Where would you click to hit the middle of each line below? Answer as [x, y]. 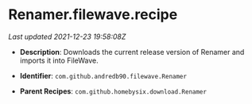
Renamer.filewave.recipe [93, 15]
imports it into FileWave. [59, 60]
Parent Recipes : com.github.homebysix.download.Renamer [113, 91]
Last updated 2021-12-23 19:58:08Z [67, 37]
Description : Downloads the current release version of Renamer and [132, 52]
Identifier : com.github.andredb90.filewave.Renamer [103, 75]
